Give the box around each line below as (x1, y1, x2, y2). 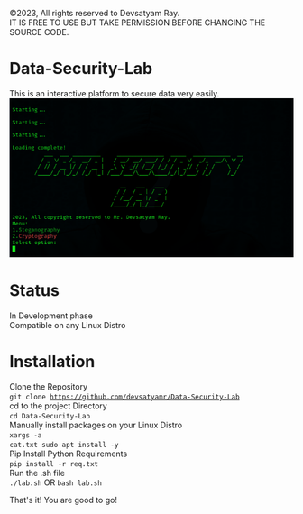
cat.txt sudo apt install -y (9, 440, 119, 449)
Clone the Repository (9, 381, 88, 391)
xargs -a (9, 430, 42, 440)
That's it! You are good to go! (9, 494, 117, 505)
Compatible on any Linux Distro (9, 320, 126, 331)
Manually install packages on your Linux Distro (9, 419, 183, 430)
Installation (9, 352, 96, 372)
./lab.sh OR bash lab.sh (9, 477, 102, 488)
